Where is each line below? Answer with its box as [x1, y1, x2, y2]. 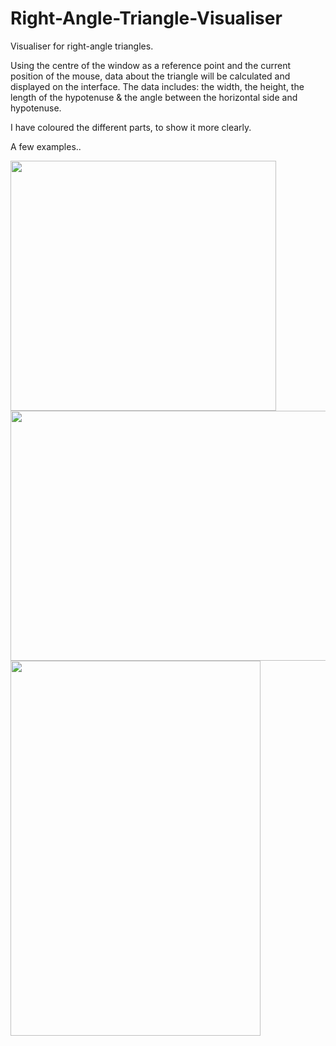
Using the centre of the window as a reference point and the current [10, 59, 292, 71]
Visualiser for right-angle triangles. [10, 40, 154, 52]
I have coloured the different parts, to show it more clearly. [10, 121, 252, 133]
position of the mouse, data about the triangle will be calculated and [10, 70, 291, 82]
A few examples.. [10, 140, 82, 152]
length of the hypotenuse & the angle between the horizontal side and [10, 91, 298, 103]
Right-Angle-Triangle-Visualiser [10, 7, 283, 30]
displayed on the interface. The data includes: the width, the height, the [10, 80, 305, 92]
